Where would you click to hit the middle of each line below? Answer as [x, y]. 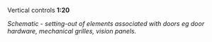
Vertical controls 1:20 [39, 10]
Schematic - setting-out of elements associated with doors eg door [106, 23]
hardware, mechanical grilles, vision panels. [72, 31]
